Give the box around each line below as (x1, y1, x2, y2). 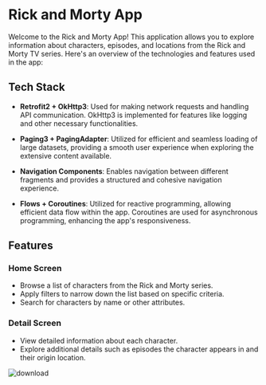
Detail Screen (8, 317, 62, 328)
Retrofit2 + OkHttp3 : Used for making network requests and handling (19, 101, 249, 111)
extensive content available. (19, 151, 112, 160)
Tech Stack (8, 81, 65, 94)
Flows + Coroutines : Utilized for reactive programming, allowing (19, 198, 232, 208)
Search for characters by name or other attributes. (19, 297, 186, 308)
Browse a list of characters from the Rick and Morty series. (19, 281, 213, 290)
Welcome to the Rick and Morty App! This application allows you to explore (8, 32, 255, 41)
